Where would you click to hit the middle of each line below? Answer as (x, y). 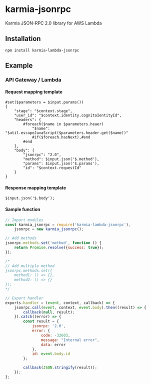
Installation (23, 39)
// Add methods (21, 238)
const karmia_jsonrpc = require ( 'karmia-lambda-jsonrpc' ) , (68, 224)
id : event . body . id (51, 354)
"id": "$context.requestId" (52, 168)
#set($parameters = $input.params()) (44, 102)
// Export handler (24, 298)
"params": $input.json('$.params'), (61, 163)
